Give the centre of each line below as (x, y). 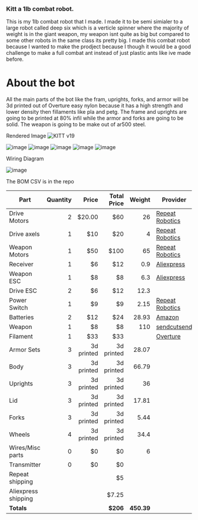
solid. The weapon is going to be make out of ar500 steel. (76, 124)
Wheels (20, 435)
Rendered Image (26, 136)
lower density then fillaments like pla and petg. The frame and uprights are (96, 112)
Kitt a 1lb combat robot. (40, 9)
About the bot (41, 83)
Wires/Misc (25, 448)
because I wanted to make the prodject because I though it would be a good (99, 47)
